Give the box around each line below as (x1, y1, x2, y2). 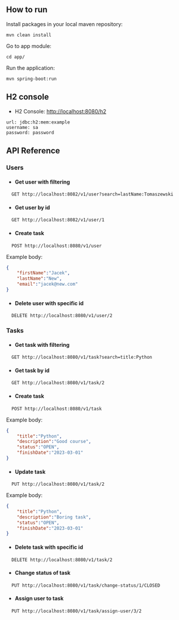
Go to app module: (6, 42, 52, 49)
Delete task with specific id (14, 543, 84, 551)
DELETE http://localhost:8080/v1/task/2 (11, 556, 113, 563)
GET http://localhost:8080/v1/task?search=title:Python (11, 355, 152, 360)
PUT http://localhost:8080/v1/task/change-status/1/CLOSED (11, 582, 161, 589)
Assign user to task (14, 595, 64, 602)
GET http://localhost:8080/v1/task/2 (11, 380, 105, 386)
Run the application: (6, 64, 55, 71)
